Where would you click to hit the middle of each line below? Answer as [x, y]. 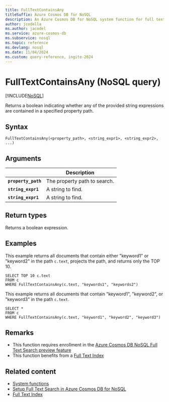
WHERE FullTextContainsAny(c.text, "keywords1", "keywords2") [72, 284]
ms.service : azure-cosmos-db [36, 33]
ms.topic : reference [27, 43]
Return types [26, 215]
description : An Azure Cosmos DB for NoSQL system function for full [80, 19]
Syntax [17, 127]
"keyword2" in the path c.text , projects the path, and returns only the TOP [82, 261]
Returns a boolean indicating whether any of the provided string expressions [84, 106]
